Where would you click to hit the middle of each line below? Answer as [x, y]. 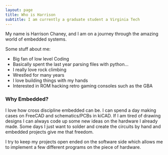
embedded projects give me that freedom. [50, 132]
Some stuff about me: [28, 49]
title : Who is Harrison [31, 15]
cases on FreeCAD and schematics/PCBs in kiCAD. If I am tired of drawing [83, 115]
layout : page [19, 10]
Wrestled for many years [38, 75]
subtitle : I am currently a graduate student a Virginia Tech [73, 19]
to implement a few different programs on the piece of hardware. [73, 147]
